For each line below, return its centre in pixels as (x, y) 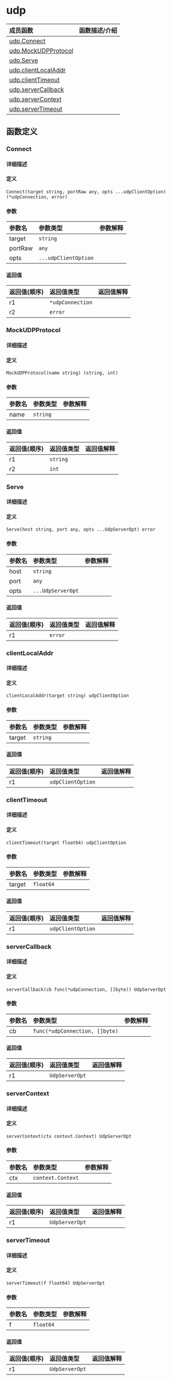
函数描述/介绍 (98, 30)
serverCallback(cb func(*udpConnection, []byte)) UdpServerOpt (86, 990)
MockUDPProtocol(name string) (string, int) (62, 373)
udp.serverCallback (37, 89)
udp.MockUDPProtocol (41, 50)
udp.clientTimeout (35, 79)
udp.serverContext (35, 99)
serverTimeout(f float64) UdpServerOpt (56, 1283)
